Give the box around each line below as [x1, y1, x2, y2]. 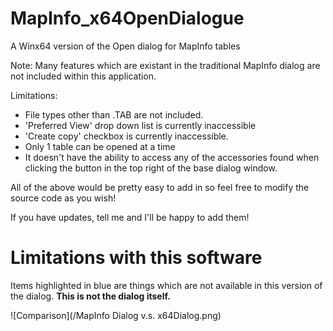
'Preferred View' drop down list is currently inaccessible [24, 119, 257, 131]
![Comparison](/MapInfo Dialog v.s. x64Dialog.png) [10, 309, 222, 321]
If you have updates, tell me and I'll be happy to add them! [10, 211, 250, 223]
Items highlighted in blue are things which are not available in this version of [10, 279, 323, 291]
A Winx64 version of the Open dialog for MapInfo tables [10, 40, 241, 52]
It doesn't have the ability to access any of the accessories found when [24, 151, 320, 163]
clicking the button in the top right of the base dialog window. [24, 162, 278, 174]
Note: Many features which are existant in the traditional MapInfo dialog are [10, 59, 321, 71]
